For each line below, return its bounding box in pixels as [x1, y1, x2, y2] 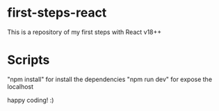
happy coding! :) [7, 96, 54, 104]
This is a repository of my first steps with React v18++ [7, 28, 162, 36]
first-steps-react [7, 5, 107, 21]
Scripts [7, 52, 50, 68]
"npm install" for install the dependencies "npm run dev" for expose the [7, 75, 213, 83]
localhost [7, 82, 33, 91]
